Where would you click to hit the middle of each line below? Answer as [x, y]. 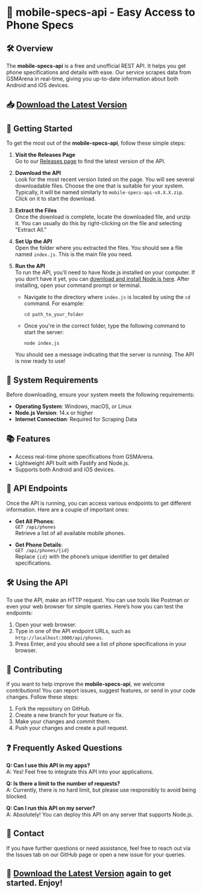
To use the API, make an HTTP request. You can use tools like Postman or [98, 600]
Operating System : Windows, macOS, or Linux [73, 406]
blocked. [17, 797]
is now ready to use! [40, 361]
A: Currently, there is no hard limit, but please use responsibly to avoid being [101, 790]
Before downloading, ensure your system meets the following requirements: [100, 395]
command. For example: [54, 304]
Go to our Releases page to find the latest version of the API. [90, 161]
